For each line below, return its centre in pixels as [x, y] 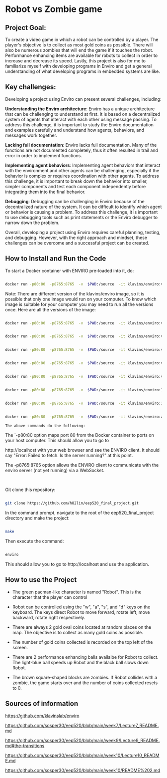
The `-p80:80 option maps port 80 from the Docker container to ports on [80, 435]
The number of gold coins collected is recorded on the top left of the [83, 642]
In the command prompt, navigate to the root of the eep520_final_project [80, 513]
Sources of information [42, 704]
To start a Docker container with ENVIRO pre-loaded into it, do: [70, 270]
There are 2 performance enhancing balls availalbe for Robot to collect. [85, 657]
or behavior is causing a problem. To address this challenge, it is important [82, 212]
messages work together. [31, 135]
